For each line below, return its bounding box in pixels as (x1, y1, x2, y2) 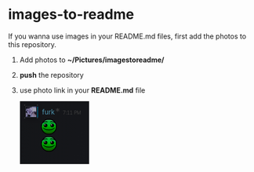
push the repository (19, 70, 84, 79)
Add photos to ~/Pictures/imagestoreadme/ (19, 55, 165, 64)
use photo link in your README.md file (19, 85, 146, 95)
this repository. (8, 39, 57, 49)
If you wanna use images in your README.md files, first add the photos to (8, 31, 247, 41)
